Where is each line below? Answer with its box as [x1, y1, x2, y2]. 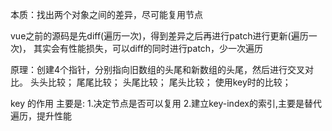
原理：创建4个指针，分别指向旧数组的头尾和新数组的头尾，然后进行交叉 [10, 64, 306, 75]
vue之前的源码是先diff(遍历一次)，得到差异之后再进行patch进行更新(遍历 [10, 30, 309, 42]
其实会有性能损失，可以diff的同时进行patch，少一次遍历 [33, 43, 264, 54]
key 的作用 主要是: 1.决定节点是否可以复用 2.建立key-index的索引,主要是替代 [10, 98, 322, 109]
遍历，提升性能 [10, 110, 72, 122]
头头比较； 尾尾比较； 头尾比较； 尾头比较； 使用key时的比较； [29, 76, 292, 88]
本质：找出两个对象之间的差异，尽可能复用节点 [10, 9, 203, 20]
